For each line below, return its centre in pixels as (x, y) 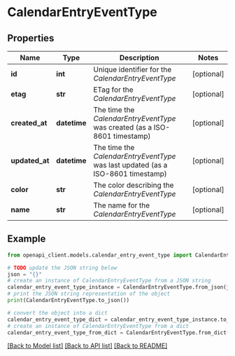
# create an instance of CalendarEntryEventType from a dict (98, 326)
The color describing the (134, 185)
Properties (31, 38)
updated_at (30, 160)
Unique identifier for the (133, 69)
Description (139, 58)
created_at (29, 123)
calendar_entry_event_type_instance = (64, 287)
